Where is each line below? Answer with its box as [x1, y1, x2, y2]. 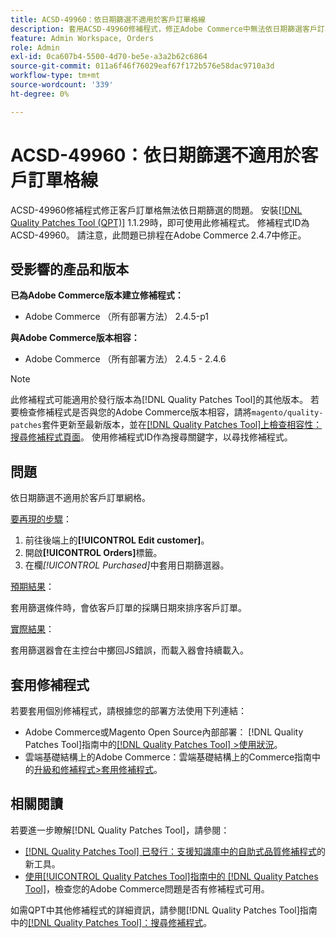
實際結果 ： [10, 623, 55, 635]
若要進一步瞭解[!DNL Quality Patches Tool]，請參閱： [10, 824, 230, 836]
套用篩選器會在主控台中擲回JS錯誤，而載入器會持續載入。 [10, 644, 249, 656]
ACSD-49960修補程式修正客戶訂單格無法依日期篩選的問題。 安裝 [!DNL [10, 204, 303, 216]
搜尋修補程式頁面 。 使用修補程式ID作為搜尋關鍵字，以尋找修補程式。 [10, 431, 293, 443]
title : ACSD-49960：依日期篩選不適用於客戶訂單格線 [10, 14, 206, 25]
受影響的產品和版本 [10, 261, 129, 278]
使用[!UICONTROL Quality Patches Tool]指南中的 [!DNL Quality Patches [24, 870, 319, 882]
